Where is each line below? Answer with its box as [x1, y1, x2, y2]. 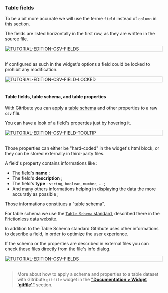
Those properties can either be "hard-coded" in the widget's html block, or [5, 145, 160, 151]
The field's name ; [12, 170, 50, 176]
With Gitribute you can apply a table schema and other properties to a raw [5, 105, 158, 111]
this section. [5, 21, 30, 27]
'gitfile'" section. [17, 282, 53, 288]
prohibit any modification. [5, 67, 58, 73]
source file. [5, 36, 28, 42]
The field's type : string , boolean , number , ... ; [12, 180, 106, 186]
